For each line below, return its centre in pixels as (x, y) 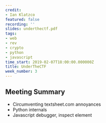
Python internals (30, 109)
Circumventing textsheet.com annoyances (57, 104)
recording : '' (20, 24)
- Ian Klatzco (20, 15)
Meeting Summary (35, 92)
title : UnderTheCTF (26, 67)
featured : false (22, 19)
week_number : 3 (21, 72)
